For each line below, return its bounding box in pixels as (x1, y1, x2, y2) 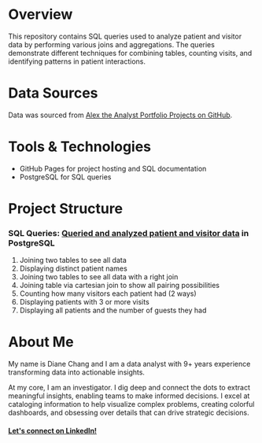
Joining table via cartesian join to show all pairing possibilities (19, 281, 220, 290)
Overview (8, 6, 73, 24)
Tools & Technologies (8, 138, 152, 156)
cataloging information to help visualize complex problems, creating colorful (8, 400, 255, 409)
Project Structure (8, 200, 124, 217)
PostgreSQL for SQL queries (19, 172, 112, 182)
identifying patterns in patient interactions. (8, 57, 146, 66)
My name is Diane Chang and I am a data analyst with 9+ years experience (8, 360, 251, 369)
